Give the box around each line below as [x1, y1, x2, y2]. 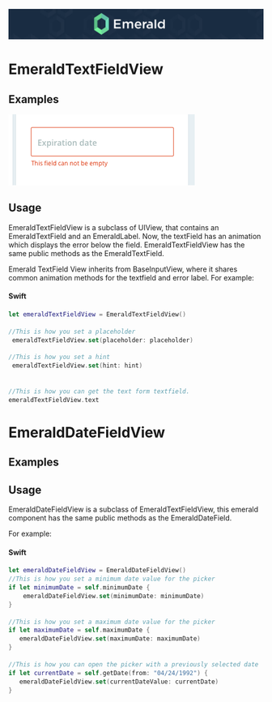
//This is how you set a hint [8, 353, 111, 362]
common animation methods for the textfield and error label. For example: [8, 272, 255, 282]
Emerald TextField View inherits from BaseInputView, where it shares [8, 264, 238, 274]
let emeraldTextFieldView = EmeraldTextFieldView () [8, 310, 186, 319]
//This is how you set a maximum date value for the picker [8, 618, 216, 626]
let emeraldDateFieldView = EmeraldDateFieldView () [8, 567, 186, 575]
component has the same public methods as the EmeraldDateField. [8, 513, 232, 523]
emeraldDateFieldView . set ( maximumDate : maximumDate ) [19, 635, 201, 643]
